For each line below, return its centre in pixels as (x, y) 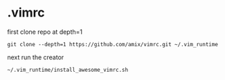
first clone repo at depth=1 (45, 32)
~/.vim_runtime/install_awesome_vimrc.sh (68, 70)
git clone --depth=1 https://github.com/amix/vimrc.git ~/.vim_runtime (112, 44)
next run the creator (36, 57)
